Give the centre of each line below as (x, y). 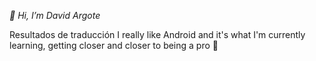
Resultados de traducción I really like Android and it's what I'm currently (157, 34)
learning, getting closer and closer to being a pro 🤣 (114, 45)
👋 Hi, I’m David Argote (55, 15)
